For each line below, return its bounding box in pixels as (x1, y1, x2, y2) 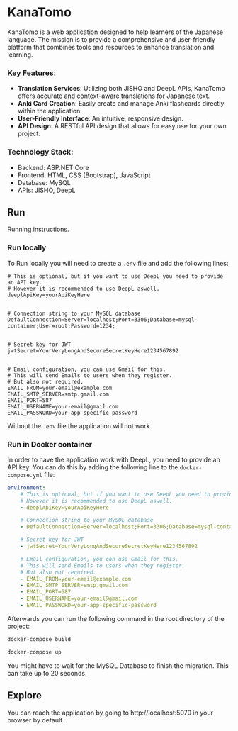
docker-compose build (7, 635, 72, 642)
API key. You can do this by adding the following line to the (7, 462, 178, 471)
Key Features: (7, 68, 57, 78)
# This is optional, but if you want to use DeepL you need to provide (7, 272, 223, 280)
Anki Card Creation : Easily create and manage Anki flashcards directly (17, 99, 225, 108)
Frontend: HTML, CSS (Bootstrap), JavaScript (17, 171, 151, 179)
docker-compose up (7, 648, 62, 656)
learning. (7, 50, 33, 59)
